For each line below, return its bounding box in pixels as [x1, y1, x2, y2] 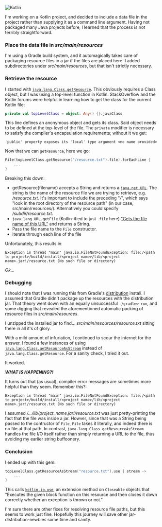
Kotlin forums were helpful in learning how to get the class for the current [5, 96, 151, 102]
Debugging [5, 280, 32, 286]
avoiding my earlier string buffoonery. [5, 436, 81, 442]
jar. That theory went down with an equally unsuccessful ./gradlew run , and [5, 300, 158, 306]
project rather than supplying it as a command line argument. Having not [5, 19, 150, 25]
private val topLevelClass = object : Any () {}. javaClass [5, 111, 123, 116]
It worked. [5, 360, 25, 366]
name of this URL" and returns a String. [12, 221, 91, 227]
